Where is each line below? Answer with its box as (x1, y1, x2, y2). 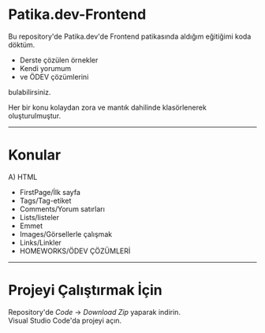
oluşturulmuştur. (8, 110, 62, 120)
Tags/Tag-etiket (19, 196, 72, 205)
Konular (8, 146, 62, 164)
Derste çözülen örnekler (19, 55, 99, 65)
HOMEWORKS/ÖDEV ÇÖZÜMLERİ (19, 246, 131, 256)
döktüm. (8, 39, 35, 49)
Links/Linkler (19, 238, 62, 247)
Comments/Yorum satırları (19, 204, 105, 214)
